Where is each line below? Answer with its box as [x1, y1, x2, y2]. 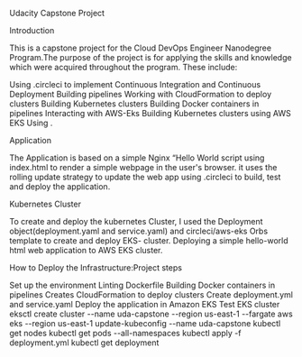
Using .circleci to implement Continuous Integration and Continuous [9, 79, 261, 89]
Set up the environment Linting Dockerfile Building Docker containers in [9, 279, 276, 290]
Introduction [9, 25, 55, 35]
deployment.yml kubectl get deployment [9, 337, 160, 348]
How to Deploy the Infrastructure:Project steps [9, 262, 183, 273]
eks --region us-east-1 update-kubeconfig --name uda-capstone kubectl [9, 318, 281, 328]
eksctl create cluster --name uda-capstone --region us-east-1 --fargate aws [9, 308, 293, 319]
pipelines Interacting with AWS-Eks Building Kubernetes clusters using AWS [9, 108, 291, 118]
